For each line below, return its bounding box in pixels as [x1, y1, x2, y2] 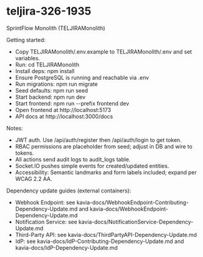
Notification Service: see [15, 218, 77, 225]
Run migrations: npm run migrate [15, 80, 98, 88]
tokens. [15, 149, 34, 157]
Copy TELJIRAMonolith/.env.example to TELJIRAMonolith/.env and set [15, 48, 192, 55]
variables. [15, 54, 40, 62]
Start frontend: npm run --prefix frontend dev [15, 99, 129, 107]
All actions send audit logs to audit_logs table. [15, 155, 131, 163]
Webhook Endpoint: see [15, 199, 76, 206]
